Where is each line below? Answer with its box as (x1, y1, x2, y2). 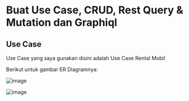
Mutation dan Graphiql (6, 16, 118, 29)
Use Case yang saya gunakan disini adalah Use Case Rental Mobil (6, 55, 166, 61)
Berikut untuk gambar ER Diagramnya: (6, 66, 98, 73)
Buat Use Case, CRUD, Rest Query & (6, 4, 184, 17)
